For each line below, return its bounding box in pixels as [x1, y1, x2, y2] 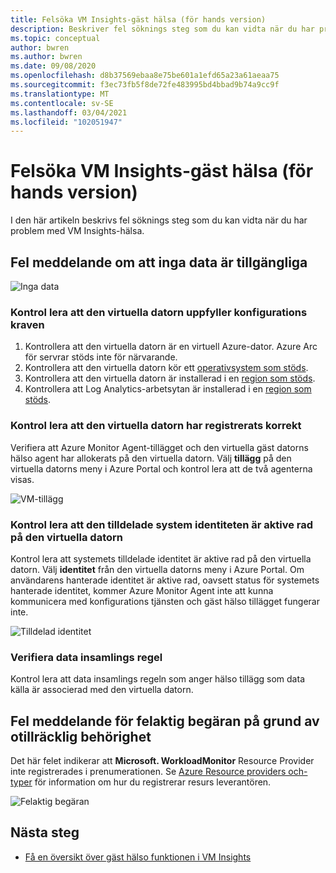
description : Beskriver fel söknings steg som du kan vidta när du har [10, 24, 315, 34]
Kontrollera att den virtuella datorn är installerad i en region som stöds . [24, 372, 316, 385]
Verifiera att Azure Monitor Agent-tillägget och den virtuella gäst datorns [10, 441, 309, 453]
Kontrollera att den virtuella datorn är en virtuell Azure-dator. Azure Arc [24, 341, 318, 353]
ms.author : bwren [10, 52, 83, 62]
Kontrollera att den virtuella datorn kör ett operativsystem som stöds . [24, 362, 309, 374]
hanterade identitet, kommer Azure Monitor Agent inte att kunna [10, 584, 274, 596]
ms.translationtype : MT [10, 89, 110, 99]
